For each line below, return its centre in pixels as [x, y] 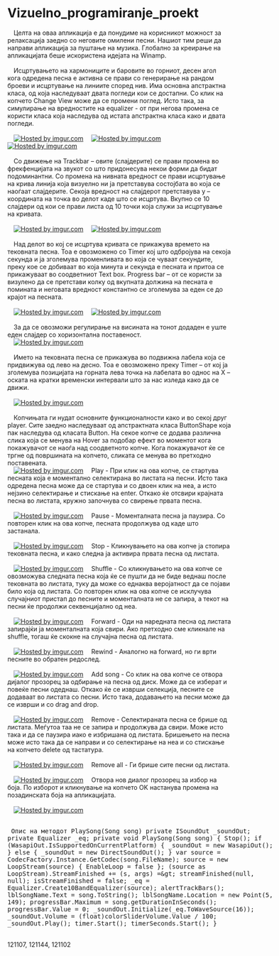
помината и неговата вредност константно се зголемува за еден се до [115, 289]
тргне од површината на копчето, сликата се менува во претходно [109, 455]
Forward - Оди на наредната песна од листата [161, 621]
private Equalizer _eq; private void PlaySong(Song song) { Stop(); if [135, 838]
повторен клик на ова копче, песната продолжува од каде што [103, 523]
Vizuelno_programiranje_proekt [103, 13]
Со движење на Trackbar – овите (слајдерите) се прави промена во [116, 161]
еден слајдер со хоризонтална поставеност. [75, 335]
